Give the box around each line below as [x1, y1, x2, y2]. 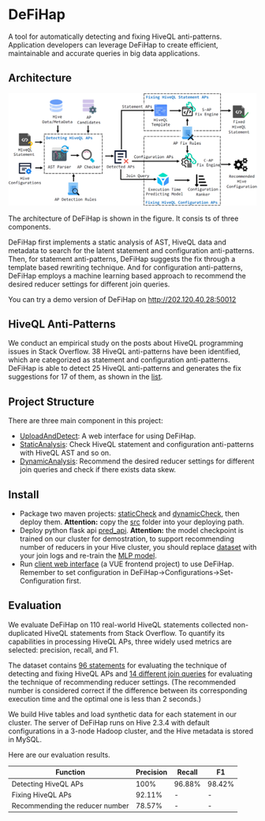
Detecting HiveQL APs [11, 779, 84, 789]
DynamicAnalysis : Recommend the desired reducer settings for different [19, 456, 255, 466]
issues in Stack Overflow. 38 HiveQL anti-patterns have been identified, [8, 346, 241, 357]
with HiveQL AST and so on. [19, 448, 112, 458]
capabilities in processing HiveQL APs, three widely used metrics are [8, 637, 233, 646]
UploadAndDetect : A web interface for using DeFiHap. [19, 431, 196, 441]
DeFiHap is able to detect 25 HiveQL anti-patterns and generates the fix [8, 364, 242, 373]
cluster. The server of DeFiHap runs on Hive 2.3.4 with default [8, 717, 211, 727]
